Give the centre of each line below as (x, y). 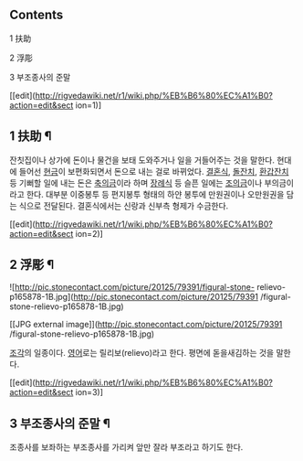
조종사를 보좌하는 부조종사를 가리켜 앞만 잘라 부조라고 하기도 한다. (126, 447)
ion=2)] (89, 233)
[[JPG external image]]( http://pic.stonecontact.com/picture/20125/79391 (146, 325)
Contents (37, 15)
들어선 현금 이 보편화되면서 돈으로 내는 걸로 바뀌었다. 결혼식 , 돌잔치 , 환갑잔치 (154, 171)
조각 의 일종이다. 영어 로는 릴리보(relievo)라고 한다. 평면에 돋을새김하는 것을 (142, 353)
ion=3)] (89, 392)
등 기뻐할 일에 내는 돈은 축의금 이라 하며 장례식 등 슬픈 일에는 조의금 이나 (136, 183)
